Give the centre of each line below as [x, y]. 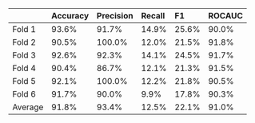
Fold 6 [24, 94]
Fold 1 [24, 29]
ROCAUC [225, 16]
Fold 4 [24, 68]
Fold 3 [24, 55]
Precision [115, 16]
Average [28, 107]
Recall [153, 16]
